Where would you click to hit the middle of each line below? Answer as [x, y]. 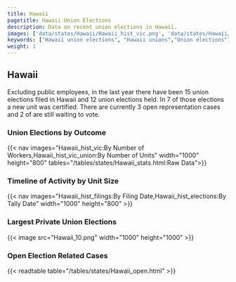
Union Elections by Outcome [57, 132]
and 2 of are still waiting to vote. [54, 114]
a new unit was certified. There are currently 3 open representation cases [114, 107]
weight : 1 [22, 46]
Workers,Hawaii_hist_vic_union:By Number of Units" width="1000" [103, 155]
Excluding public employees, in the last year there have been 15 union [108, 91]
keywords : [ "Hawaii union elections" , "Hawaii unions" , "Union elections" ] [119, 40]
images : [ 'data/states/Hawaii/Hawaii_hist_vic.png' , [86, 33]
